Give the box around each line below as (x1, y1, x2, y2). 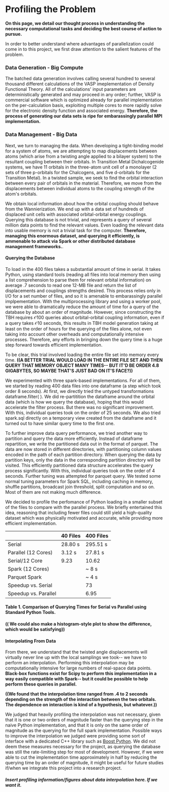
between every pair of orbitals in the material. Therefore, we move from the (5, 180, 162, 186)
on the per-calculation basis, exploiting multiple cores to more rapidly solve (5, 102, 162, 108)
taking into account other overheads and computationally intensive (5, 331, 144, 337)
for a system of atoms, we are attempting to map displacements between (5, 148, 157, 154)
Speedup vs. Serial (8, 582, 52, 589)
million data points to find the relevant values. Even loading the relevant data (5, 222, 164, 228)
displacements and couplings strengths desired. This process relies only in (5, 288, 161, 294)
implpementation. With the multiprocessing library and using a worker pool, (5, 298, 162, 304)
